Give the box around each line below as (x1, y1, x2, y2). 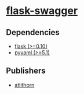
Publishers (6, 66, 46, 76)
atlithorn (14, 81, 35, 88)
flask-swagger (6, 4, 78, 18)
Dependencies (6, 27, 60, 37)
